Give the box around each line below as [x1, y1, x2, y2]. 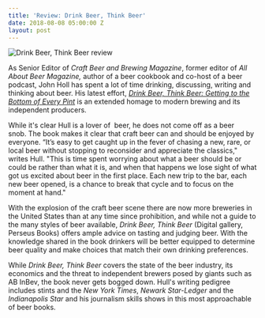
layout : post [8, 26, 51, 34]
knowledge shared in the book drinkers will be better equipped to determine [8, 237, 256, 246]
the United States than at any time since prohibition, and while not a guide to [8, 211, 256, 221]
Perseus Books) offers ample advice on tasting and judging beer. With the [8, 229, 248, 238]
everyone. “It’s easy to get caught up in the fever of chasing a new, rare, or [8, 138, 251, 147]
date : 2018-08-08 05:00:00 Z [8, 19, 104, 27]
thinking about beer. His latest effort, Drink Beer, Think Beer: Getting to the [8, 89, 250, 98]
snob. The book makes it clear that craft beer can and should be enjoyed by [8, 129, 255, 138]
